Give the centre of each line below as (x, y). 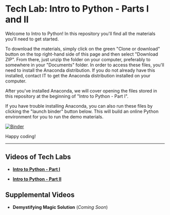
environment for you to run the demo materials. (54, 116)
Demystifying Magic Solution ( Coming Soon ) (60, 207)
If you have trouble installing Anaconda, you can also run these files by (79, 106)
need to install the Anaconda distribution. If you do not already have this (80, 70)
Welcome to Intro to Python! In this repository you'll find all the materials (80, 33)
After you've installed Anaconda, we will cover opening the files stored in (81, 91)
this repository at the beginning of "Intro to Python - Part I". (67, 96)
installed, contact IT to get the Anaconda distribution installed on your (78, 75)
